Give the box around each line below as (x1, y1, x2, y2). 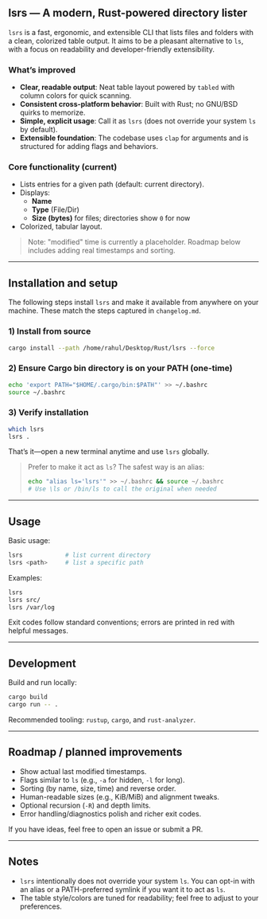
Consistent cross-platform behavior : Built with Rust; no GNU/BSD (19, 100, 238, 109)
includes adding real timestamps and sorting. (27, 246, 176, 256)
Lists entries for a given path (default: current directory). (19, 179, 205, 190)
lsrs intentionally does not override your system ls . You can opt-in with (19, 876, 256, 886)
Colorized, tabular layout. (19, 222, 103, 232)
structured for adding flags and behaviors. (19, 142, 159, 151)
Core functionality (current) (8, 162, 118, 173)
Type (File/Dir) (31, 205, 79, 214)
